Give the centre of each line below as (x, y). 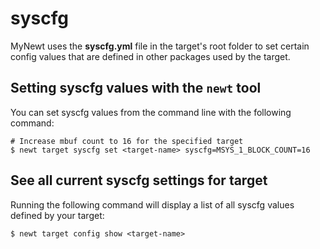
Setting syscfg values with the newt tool (136, 88)
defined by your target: (57, 215)
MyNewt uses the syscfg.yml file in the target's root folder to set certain (160, 46)
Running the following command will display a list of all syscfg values (152, 204)
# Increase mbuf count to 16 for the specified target (127, 141)
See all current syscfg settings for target (139, 180)
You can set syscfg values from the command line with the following (151, 112)
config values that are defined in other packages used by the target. (150, 56)
